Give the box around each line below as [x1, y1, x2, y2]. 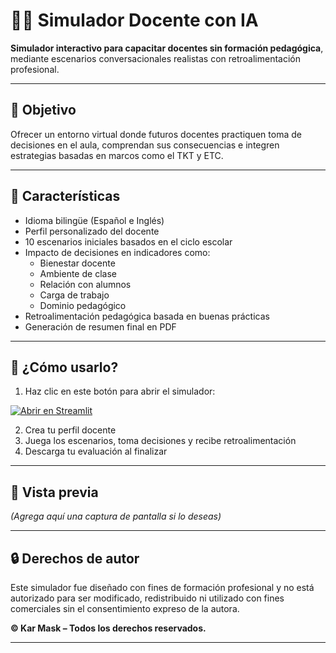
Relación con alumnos [39, 278, 132, 290]
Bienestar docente [39, 257, 116, 269]
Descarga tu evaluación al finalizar [24, 445, 168, 458]
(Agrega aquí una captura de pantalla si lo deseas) [10, 510, 222, 523]
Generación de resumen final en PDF [24, 320, 177, 333]
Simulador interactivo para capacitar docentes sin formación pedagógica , [10, 42, 324, 54]
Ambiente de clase [39, 267, 117, 279]
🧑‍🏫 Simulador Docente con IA [10, 9, 259, 32]
